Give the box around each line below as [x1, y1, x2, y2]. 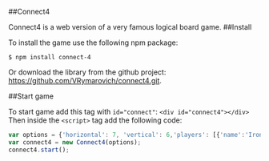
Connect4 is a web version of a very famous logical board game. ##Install [8, 22, 252, 31]
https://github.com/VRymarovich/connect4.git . [8, 76, 163, 85]
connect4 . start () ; [8, 146, 70, 154]
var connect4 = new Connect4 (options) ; [8, 138, 142, 147]
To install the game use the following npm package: [8, 38, 179, 47]
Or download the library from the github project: [8, 67, 167, 77]
